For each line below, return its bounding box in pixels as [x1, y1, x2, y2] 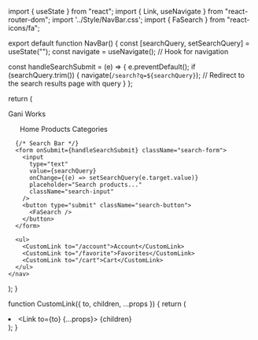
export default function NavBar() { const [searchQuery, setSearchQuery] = [8, 38, 250, 48]
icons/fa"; [8, 24, 41, 32]
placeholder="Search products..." [28, 181, 143, 188]
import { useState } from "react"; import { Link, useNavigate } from [8, 7, 223, 16]
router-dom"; [8, 15, 51, 24]
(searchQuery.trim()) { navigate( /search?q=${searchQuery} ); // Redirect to [8, 71, 245, 79]
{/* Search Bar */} [15, 140, 79, 148]
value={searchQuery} [28, 167, 97, 175]
